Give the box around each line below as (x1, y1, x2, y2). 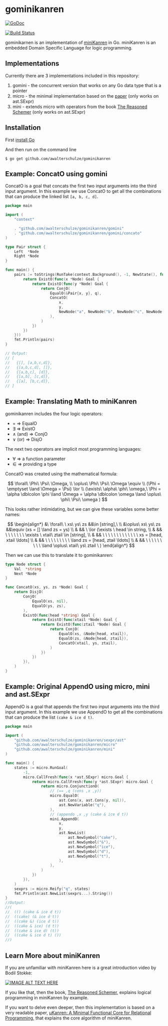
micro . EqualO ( (49, 793, 79, 798)
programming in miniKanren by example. (5, 994, 89, 1000)
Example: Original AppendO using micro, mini (5, 682, 150, 691)
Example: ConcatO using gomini (5, 169, 107, 178)
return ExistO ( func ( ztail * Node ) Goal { (40, 622, 126, 627)
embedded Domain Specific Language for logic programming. (5, 45, 132, 51)
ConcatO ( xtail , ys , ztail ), (58, 640, 117, 645)
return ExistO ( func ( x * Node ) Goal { (23, 276, 99, 281)
